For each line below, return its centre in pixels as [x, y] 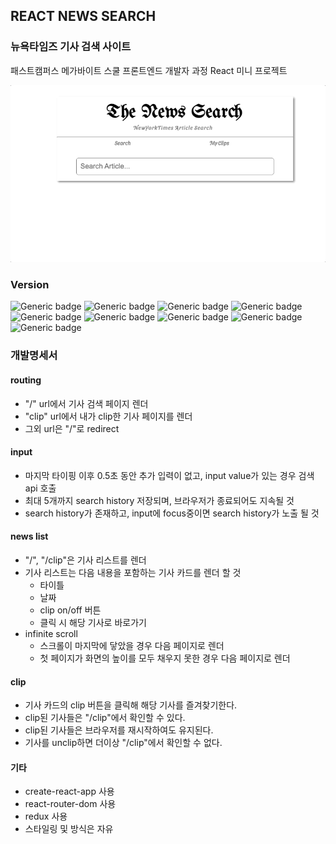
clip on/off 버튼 [70, 610]
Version [30, 285]
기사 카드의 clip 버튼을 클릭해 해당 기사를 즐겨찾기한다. [131, 705]
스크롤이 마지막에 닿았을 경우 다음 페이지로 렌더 [132, 646]
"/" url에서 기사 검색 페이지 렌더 [86, 403]
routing [26, 380]
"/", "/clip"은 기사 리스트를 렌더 [85, 560]
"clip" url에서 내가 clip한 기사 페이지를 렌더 [108, 416]
